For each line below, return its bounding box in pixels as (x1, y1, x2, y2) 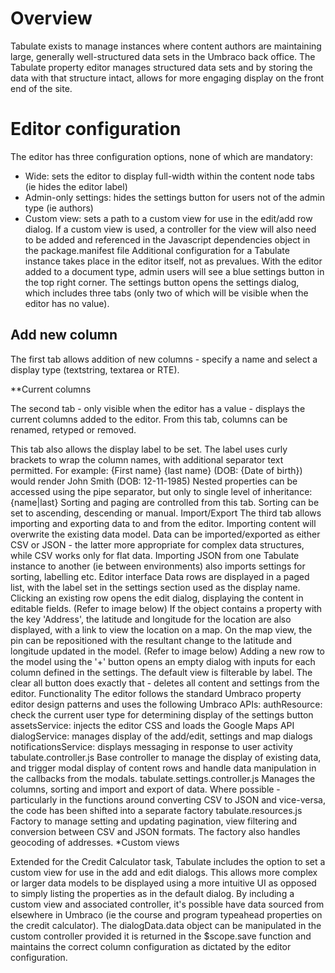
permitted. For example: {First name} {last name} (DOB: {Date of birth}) (10, 464, 303, 476)
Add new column (10, 327, 118, 344)
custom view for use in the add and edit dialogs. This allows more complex (10, 866, 318, 878)
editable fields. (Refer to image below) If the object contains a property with (10, 602, 323, 614)
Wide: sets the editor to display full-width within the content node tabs (24, 170, 315, 182)
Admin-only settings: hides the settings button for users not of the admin (24, 191, 325, 203)
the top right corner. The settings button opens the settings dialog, (24, 276, 300, 288)
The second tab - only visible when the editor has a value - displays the (10, 402, 306, 414)
